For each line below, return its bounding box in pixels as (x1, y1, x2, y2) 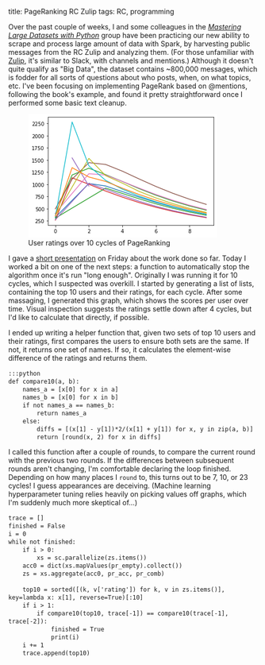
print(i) (50, 633, 80, 641)
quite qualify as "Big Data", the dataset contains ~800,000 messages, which (8, 64, 258, 74)
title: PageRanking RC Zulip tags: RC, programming (8, 7, 175, 16)
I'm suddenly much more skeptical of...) (8, 498, 137, 507)
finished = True (50, 625, 105, 633)
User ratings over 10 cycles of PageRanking (28, 238, 171, 247)
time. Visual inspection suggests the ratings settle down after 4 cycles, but (8, 304, 252, 313)
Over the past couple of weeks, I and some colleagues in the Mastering (8, 22, 242, 31)
